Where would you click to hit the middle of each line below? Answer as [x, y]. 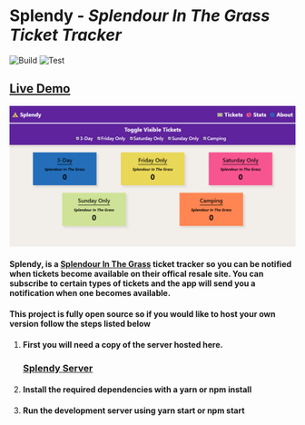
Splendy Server [58, 368]
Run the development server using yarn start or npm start [133, 410]
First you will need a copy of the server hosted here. [123, 344]
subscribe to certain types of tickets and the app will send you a [133, 283]
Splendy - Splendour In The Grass [140, 16]
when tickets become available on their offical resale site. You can [137, 274]
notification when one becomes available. [90, 293]
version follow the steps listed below [80, 324]
